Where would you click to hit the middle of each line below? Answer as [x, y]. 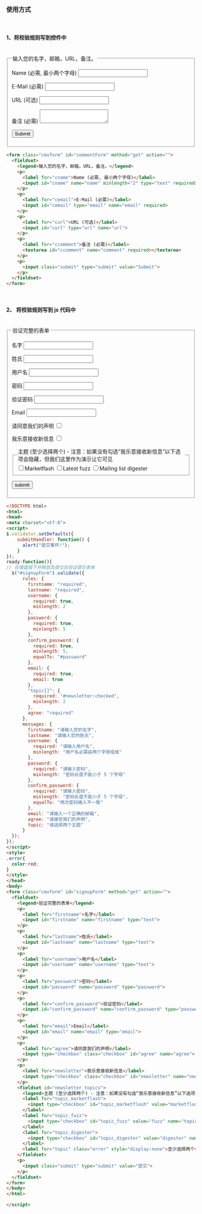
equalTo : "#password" [60, 657]
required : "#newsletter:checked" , [76, 696]
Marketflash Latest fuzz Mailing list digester [87, 469]
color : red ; [25, 864]
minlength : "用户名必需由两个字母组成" [77, 752]
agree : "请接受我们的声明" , [60, 819]
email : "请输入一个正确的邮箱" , [64, 813]
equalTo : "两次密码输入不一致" [68, 803]
